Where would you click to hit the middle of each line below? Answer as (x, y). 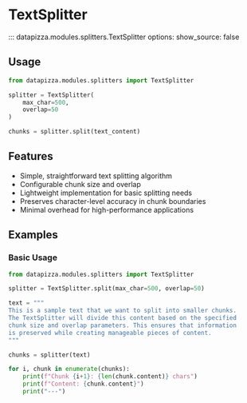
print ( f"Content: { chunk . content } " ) (84, 384)
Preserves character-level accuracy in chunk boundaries (113, 201)
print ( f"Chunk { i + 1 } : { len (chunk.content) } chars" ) (110, 377)
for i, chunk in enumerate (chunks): (69, 369)
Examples (33, 235)
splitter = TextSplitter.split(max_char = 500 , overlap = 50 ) (106, 289)
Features (31, 156)
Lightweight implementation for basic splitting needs (106, 193)
